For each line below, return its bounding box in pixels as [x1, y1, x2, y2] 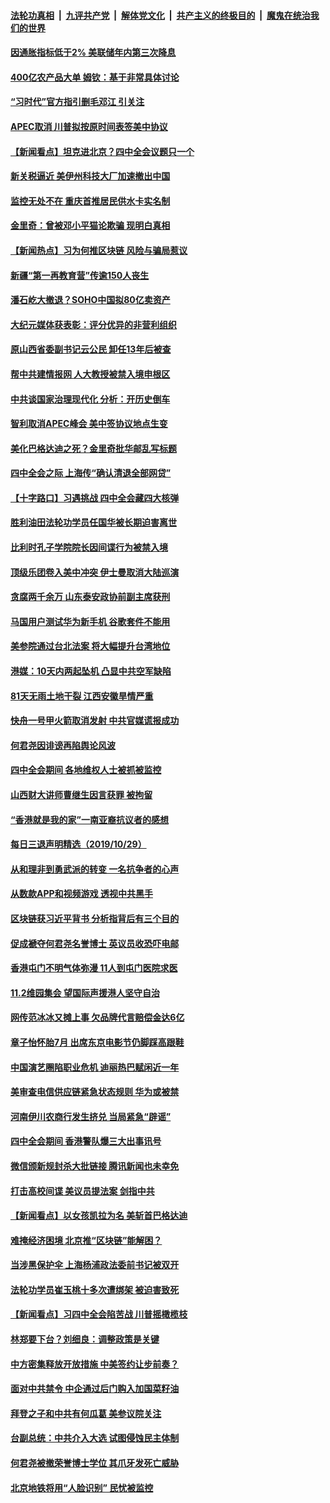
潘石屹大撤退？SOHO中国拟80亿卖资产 [10, 294, 171, 306]
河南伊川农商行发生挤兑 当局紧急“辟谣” [10, 1110, 172, 1122]
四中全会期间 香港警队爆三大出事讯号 [10, 1135, 162, 1147]
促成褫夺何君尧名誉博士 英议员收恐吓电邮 [10, 937, 180, 949]
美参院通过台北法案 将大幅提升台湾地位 [10, 640, 171, 652]
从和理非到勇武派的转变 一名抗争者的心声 [10, 863, 180, 875]
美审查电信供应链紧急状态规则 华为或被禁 [10, 1086, 180, 1098]
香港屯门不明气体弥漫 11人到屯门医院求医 [10, 962, 178, 974]
